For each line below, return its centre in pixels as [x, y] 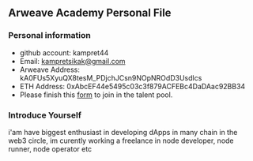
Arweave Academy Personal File [90, 13]
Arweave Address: [50, 69]
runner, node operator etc [50, 148]
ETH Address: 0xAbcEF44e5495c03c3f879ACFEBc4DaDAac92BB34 [132, 86]
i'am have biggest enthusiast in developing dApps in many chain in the [123, 132]
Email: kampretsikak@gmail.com [72, 61]
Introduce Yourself [45, 115]
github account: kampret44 [64, 52]
